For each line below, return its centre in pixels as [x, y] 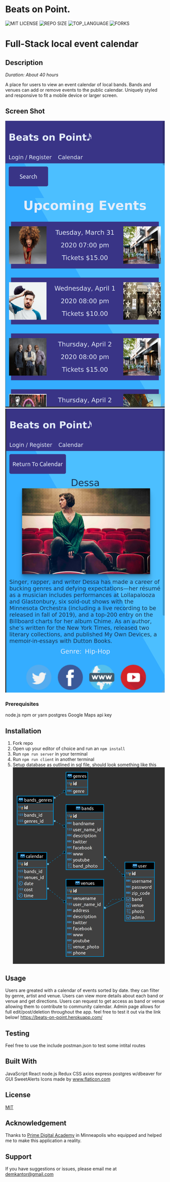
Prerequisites [22, 704]
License [18, 1095]
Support [18, 1156]
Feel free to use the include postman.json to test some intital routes [75, 1045]
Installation [23, 731]
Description [24, 63]
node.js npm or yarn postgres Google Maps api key [59, 715]
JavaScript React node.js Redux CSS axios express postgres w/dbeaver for [83, 1073]
